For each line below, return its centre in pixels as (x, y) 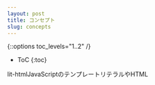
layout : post (26, 14)
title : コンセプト (31, 20)
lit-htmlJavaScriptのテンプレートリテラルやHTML (77, 75)
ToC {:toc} (32, 60)
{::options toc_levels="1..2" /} (49, 47)
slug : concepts (29, 26)
